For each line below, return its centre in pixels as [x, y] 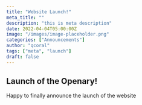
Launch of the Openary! [52, 81]
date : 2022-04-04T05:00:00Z [42, 29]
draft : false [23, 57]
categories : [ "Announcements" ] [46, 40]
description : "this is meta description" [59, 23]
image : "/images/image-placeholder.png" [58, 34]
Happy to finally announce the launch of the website [71, 96]
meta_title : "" [25, 17]
